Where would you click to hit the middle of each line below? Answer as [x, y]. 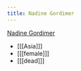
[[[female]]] [33, 53]
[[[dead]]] [31, 60]
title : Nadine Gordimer [41, 13]
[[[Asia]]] [30, 46]
